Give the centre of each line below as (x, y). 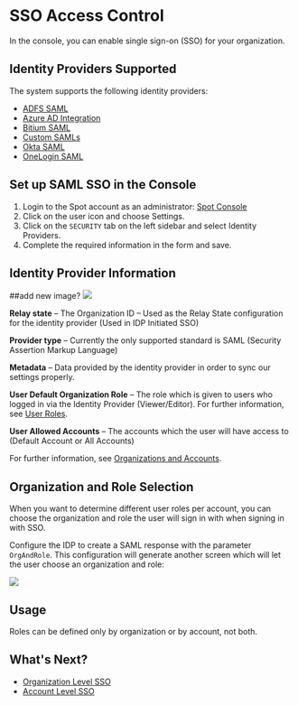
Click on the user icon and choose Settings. (103, 216)
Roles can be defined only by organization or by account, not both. (134, 631)
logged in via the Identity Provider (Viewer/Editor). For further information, (147, 404)
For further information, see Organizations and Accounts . (116, 459)
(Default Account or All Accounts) (72, 441)
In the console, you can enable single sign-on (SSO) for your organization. (147, 41)
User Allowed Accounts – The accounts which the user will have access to (149, 431)
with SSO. (28, 528)
